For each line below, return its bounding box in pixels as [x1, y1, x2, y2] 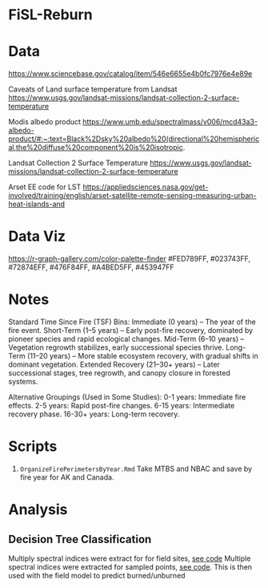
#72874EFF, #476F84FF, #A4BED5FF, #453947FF [8, 262, 174, 272]
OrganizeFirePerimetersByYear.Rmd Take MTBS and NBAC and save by [19, 464, 253, 473]
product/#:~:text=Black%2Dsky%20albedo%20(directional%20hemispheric [8, 134, 260, 144]
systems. [8, 377, 38, 386]
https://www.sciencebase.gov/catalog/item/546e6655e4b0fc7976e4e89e [8, 69, 253, 79]
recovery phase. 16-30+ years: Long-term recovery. [8, 409, 180, 419]
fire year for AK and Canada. [19, 472, 114, 482]
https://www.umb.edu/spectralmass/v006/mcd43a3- [82, 117, 258, 127]
